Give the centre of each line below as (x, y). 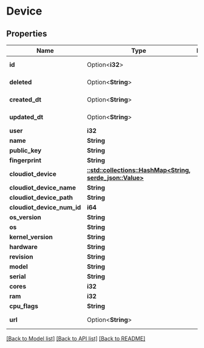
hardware (23, 247)
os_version (25, 217)
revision (21, 257)
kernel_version (31, 237)
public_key (25, 150)
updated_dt (26, 117)
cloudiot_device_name (42, 188)
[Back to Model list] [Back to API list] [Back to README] (76, 339)
